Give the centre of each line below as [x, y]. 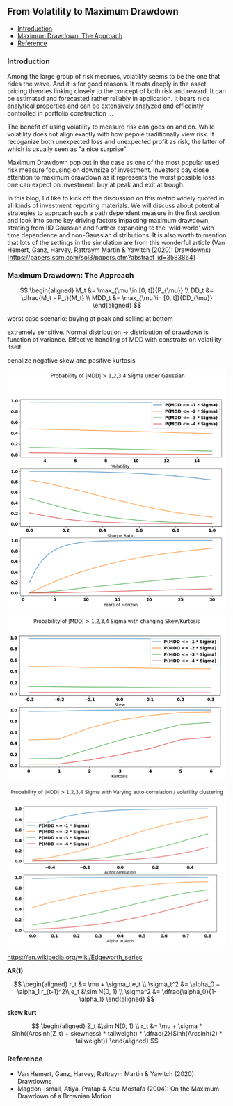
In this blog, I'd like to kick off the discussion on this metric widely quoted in [116, 198]
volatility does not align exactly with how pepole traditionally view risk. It [111, 134]
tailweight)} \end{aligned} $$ [117, 1041]
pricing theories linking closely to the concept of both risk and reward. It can [116, 91]
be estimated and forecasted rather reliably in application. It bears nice [109, 98]
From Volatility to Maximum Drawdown [93, 11]
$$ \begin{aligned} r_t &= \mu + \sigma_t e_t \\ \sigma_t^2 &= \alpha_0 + [117, 984]
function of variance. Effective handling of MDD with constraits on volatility [114, 340]
